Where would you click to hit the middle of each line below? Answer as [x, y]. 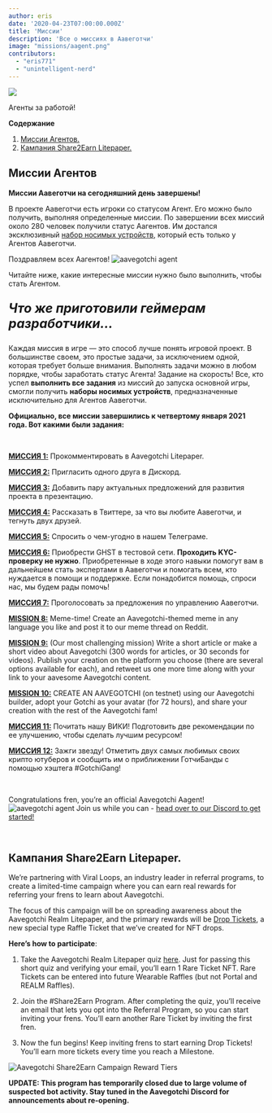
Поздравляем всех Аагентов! [59, 259]
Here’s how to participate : [53, 944]
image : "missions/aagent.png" [60, 46]
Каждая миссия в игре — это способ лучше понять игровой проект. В [130, 348]
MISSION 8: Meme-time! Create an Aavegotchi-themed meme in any [123, 618]
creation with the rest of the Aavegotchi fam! [83, 710]
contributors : [32, 54]
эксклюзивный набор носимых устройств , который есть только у [122, 234]
